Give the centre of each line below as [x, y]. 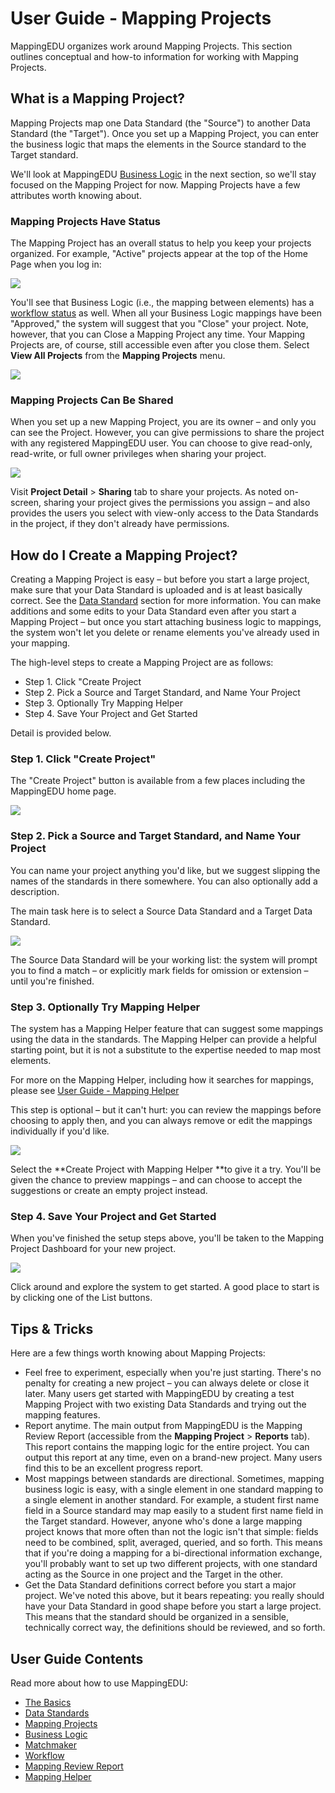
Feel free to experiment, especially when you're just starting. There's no [173, 1373]
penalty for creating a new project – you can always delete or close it [167, 1383]
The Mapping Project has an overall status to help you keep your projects [161, 243]
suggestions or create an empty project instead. [109, 1191]
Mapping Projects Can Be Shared [92, 400]
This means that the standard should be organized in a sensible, [157, 1617]
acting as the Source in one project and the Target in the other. [153, 1574]
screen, [26, 503]
